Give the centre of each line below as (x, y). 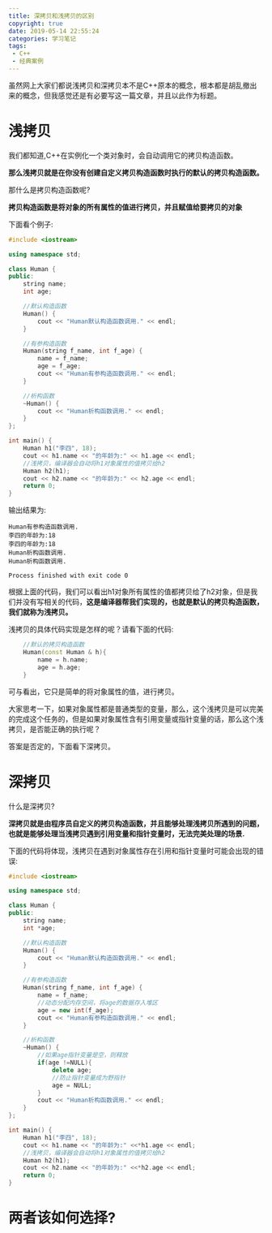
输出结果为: (28, 510)
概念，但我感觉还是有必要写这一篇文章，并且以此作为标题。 (121, 95)
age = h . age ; (59, 667)
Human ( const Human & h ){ (65, 653)
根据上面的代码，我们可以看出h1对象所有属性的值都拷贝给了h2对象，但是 (130, 592)
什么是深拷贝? (32, 806)
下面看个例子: (31, 224)
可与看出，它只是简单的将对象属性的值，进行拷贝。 (93, 692)
